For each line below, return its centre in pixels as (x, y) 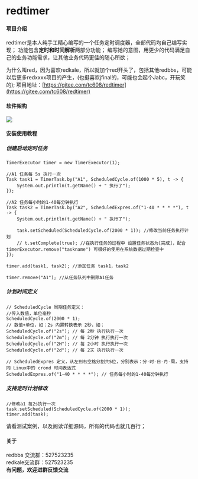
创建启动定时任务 (27, 148)
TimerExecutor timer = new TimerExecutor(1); (63, 163)
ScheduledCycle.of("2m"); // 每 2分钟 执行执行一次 (67, 338)
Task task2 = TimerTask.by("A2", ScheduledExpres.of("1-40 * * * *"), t (98, 208)
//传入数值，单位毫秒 (29, 314)
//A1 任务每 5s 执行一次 (33, 174)
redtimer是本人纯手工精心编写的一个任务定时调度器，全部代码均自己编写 (94, 43)
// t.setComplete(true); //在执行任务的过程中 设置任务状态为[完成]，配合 (101, 243)
